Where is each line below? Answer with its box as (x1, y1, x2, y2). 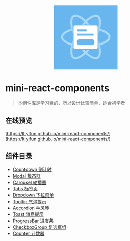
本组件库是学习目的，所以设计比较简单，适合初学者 (17, 100, 125, 106)
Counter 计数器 (12, 230, 45, 236)
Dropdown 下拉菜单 (12, 192, 55, 198)
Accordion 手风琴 (12, 205, 49, 211)
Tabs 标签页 (12, 185, 38, 191)
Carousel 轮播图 (12, 179, 47, 185)
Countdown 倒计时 (12, 166, 52, 172)
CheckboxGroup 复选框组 (12, 224, 67, 230)
